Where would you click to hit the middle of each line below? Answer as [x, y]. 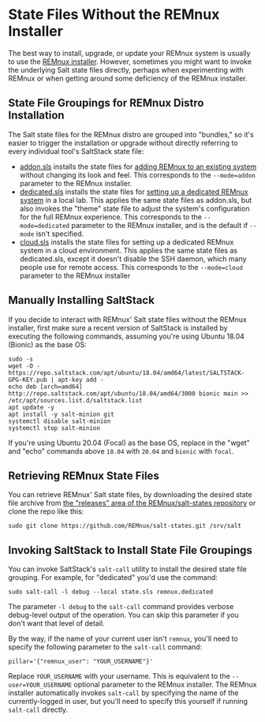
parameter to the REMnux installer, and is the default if [159, 225]
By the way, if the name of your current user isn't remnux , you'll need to [123, 639]
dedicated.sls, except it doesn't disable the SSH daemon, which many [133, 259]
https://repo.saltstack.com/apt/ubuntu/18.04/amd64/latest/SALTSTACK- [127, 372]
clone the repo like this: [46, 511]
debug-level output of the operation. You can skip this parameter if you [123, 615]
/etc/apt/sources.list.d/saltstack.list [76, 400]
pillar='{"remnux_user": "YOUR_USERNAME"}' [81, 662]
